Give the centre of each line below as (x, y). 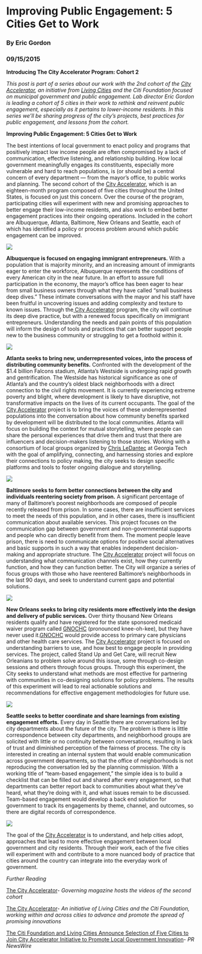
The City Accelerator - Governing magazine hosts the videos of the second (99, 891)
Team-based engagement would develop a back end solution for (86, 799)
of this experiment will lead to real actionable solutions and (79, 687)
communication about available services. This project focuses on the (91, 523)
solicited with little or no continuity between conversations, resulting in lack (99, 742)
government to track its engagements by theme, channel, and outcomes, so (100, 806)
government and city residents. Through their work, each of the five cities (98, 848)
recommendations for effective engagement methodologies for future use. (98, 693)
